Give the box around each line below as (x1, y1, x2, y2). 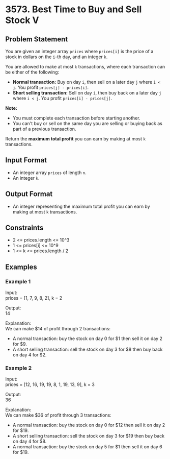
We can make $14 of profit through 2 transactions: (5, 326, 111, 332)
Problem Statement (5, 35, 68, 43)
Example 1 (5, 278, 31, 285)
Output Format (5, 190, 53, 199)
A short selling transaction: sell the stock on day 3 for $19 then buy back (12, 433, 164, 439)
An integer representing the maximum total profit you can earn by (12, 203, 150, 209)
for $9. (12, 341, 27, 347)
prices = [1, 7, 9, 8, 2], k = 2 (5, 295, 63, 301)
